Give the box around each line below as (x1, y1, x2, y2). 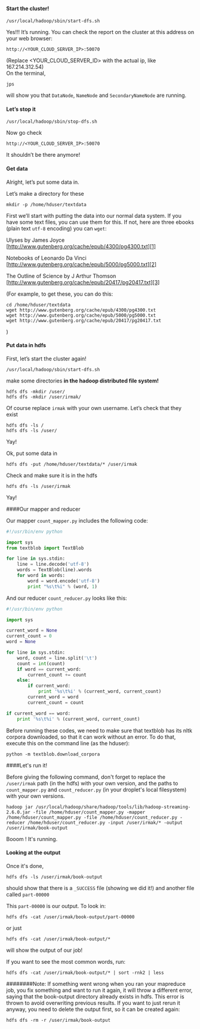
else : (17, 677, 31, 684)
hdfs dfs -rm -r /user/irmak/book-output (6, 1017, 111, 1023)
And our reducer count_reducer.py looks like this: (6, 594, 127, 602)
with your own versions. (6, 792, 65, 799)
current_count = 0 (6, 633, 52, 639)
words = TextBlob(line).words (17, 567, 93, 573)
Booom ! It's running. (6, 835, 58, 842)
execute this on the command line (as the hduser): (6, 739, 130, 746)
